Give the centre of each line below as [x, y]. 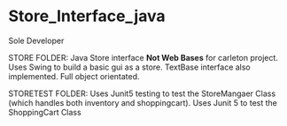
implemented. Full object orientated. [74, 76]
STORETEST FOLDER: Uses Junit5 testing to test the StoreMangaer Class [142, 93]
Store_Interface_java [87, 16]
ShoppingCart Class [45, 112]
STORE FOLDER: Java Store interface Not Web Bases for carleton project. [143, 57]
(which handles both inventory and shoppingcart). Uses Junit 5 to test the [143, 102]
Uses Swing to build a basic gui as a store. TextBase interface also [130, 67]
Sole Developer [36, 41]
